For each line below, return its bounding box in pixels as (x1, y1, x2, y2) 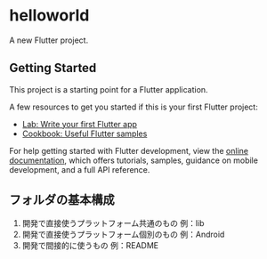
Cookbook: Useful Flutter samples (21, 128, 148, 139)
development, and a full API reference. (9, 164, 150, 174)
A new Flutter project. (9, 35, 89, 45)
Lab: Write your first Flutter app (21, 118, 138, 129)
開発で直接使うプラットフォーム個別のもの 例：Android (21, 229, 225, 239)
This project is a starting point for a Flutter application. (9, 84, 208, 94)
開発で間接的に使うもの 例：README (21, 239, 158, 250)
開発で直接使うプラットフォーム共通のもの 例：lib (21, 217, 205, 228)
